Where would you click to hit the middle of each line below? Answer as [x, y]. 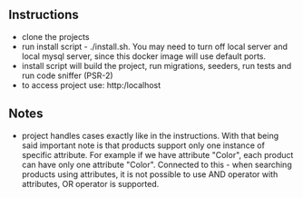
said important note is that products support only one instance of [143, 145]
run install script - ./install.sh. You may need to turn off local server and [154, 46]
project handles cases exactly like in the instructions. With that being [150, 135]
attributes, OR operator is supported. [90, 183]
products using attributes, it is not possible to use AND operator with [150, 174]
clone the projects [55, 36]
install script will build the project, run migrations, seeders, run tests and [156, 65]
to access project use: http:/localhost [91, 84]
